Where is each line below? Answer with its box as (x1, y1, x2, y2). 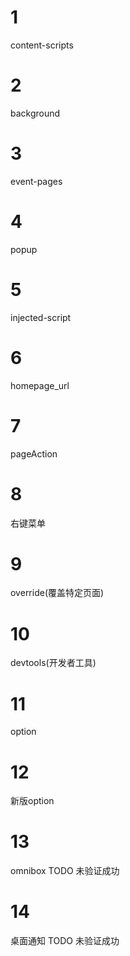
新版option (10, 795, 55, 807)
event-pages (10, 175, 63, 187)
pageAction (10, 447, 58, 460)
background (10, 107, 61, 119)
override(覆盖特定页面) (10, 587, 105, 599)
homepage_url (10, 379, 70, 391)
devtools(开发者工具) (10, 657, 97, 669)
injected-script (10, 311, 72, 323)
